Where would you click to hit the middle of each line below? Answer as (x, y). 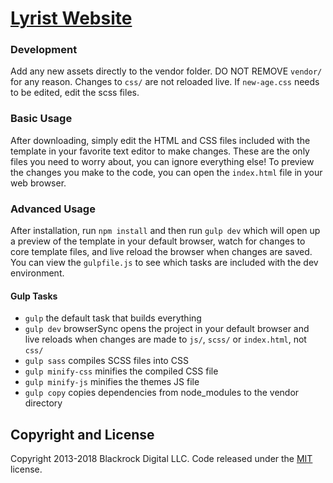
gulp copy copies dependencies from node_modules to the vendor (162, 393)
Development (44, 50)
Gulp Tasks (34, 296)
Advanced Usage (53, 209)
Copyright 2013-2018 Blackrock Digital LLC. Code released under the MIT (161, 459)
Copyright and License (82, 434)
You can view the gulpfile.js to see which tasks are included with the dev (164, 263)
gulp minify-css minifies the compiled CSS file (121, 371)
